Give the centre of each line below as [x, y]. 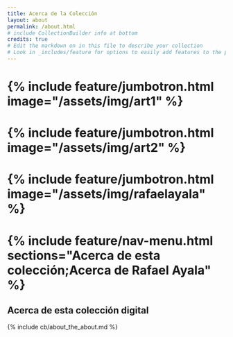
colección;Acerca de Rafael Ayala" [109, 270]
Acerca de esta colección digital [78, 310]
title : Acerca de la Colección [52, 14]
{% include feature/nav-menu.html [110, 241]
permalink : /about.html [42, 26]
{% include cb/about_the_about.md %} [62, 327]
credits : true [28, 40]
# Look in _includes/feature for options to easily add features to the [114, 53]
